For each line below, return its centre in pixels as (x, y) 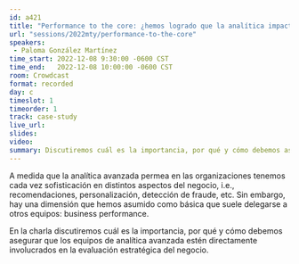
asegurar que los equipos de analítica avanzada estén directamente (133, 240)
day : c (21, 92)
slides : (24, 134)
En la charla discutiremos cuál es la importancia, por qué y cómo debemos (146, 231)
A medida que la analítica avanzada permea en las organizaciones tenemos (148, 176)
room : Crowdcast (39, 76)
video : (21, 142)
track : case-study (43, 117)
